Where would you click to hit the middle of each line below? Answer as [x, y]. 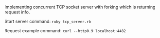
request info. [17, 12]
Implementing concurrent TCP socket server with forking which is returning [80, 7]
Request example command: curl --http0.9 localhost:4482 [65, 31]
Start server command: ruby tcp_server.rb [48, 21]
